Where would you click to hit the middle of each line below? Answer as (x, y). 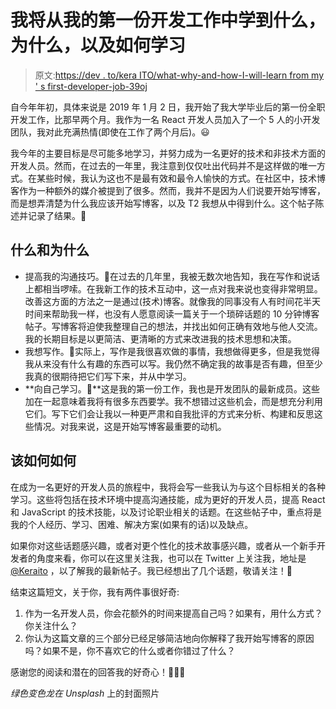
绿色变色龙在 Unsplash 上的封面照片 (85, 693)
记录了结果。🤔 (57, 215)
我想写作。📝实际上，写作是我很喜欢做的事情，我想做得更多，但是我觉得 (172, 351)
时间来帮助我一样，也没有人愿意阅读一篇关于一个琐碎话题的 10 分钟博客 (172, 313)
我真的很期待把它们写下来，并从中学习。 (108, 376)
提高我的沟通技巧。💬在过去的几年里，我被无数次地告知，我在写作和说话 (172, 276)
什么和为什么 (50, 250)
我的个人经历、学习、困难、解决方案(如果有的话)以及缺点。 (132, 524)
